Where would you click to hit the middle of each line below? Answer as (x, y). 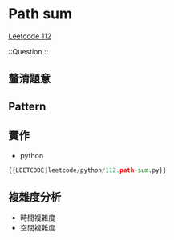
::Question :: (28, 51)
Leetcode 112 (30, 36)
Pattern (27, 106)
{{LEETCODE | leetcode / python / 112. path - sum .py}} (87, 170)
